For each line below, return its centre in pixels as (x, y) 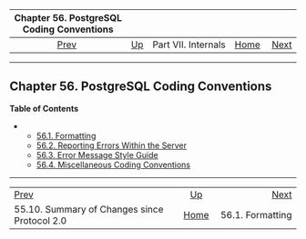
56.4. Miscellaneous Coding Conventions (113, 164)
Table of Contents (44, 108)
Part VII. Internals (189, 45)
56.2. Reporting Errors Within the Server (112, 145)
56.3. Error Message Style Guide (97, 154)
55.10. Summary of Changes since (89, 209)
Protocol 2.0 (41, 220)
